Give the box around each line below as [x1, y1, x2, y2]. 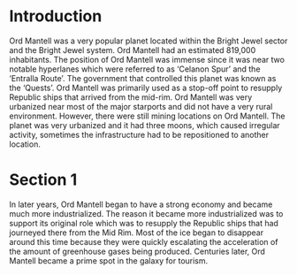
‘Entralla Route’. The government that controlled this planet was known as [9, 73, 277, 83]
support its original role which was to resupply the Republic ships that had [9, 218, 278, 228]
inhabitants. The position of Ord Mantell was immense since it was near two [9, 54, 286, 65]
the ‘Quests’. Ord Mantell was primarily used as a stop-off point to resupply [9, 82, 283, 93]
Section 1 [9, 170, 78, 190]
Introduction [9, 6, 103, 27]
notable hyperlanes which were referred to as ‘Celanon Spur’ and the [9, 64, 261, 74]
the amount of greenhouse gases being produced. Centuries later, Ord [9, 246, 265, 256]
